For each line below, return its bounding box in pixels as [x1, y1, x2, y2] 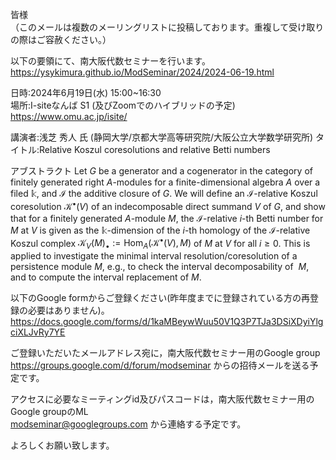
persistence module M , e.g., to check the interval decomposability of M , [10, 261, 310, 273]
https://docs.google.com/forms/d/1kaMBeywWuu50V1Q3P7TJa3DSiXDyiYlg [10, 316, 324, 328]
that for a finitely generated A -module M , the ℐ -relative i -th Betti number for [10, 212, 324, 224]
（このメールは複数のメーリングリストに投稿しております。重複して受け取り [10, 21, 325, 33]
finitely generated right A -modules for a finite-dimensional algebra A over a [10, 176, 321, 188]
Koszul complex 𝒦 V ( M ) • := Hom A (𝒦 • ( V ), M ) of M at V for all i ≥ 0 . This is [10, 235, 311, 252]
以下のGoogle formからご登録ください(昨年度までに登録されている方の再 [10, 292, 310, 304]
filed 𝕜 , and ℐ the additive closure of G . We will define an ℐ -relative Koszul [10, 188, 318, 199]
